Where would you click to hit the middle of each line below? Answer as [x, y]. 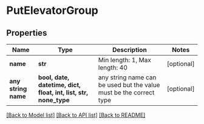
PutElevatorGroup [52, 11]
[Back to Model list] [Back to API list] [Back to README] [76, 115]
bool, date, [54, 77]
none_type [54, 100]
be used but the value [129, 85]
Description [129, 50]
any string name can [127, 77]
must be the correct [126, 93]
